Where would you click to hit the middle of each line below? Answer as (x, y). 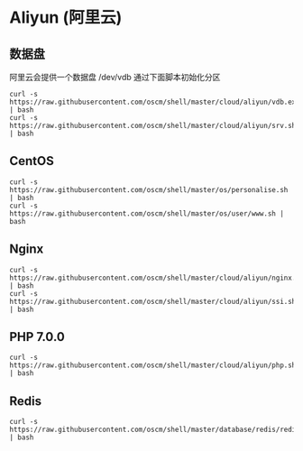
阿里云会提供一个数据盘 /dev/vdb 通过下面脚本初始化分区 (115, 77)
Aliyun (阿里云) (66, 18)
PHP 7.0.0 (37, 337)
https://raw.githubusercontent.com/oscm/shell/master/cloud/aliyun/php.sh (153, 365)
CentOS (32, 161)
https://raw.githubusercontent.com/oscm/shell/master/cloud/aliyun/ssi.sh (153, 301)
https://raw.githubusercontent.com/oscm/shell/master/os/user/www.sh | (147, 213)
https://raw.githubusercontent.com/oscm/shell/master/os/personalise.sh (149, 189)
